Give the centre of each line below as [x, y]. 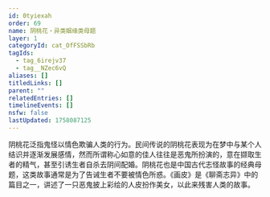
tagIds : [21, 53]
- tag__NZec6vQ [41, 68]
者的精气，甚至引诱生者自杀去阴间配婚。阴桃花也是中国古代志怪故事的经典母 [135, 164]
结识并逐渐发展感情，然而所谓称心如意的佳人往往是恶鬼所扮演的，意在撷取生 [135, 154]
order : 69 [25, 23]
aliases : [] [28, 76]
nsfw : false [28, 113]
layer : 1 [23, 38]
